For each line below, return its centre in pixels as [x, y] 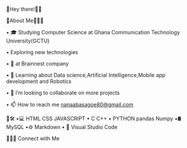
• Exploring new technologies [42, 52]
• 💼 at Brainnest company [38, 64]
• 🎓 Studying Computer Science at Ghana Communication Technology [93, 32]
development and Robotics [39, 81]
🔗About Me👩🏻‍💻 [25, 20]
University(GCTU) [28, 41]
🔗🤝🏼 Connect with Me [33, 138]
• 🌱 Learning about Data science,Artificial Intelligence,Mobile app [86, 75]
